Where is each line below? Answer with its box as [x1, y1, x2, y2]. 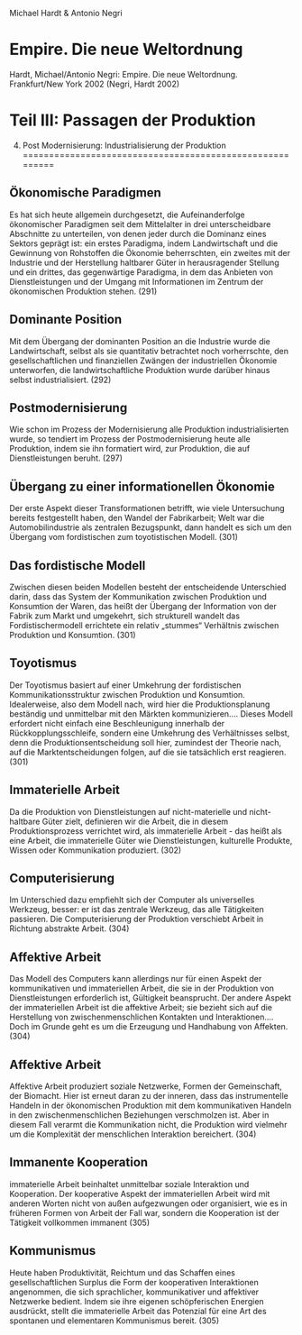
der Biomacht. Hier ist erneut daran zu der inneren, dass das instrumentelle [9, 1091, 288, 1101]
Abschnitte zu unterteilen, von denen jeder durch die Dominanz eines [9, 228, 267, 239]
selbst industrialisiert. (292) [9, 374, 112, 385]
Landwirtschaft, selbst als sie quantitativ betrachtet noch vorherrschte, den [9, 345, 288, 356]
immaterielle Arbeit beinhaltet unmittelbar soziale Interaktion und [9, 1178, 250, 1189]
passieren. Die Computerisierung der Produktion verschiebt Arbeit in [9, 914, 264, 925]
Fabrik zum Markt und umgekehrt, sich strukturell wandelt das [9, 610, 241, 621]
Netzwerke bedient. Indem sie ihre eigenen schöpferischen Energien [9, 1295, 264, 1306]
